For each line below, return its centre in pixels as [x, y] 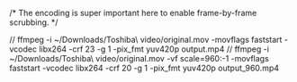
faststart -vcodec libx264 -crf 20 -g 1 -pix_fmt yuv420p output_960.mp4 [144, 68]
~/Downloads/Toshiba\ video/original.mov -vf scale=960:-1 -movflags [139, 58]
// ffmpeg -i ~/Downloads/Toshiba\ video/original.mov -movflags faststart [146, 40]
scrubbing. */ [34, 22]
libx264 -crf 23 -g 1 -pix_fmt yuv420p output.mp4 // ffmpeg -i [154, 49]
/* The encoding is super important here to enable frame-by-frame [133, 13]
